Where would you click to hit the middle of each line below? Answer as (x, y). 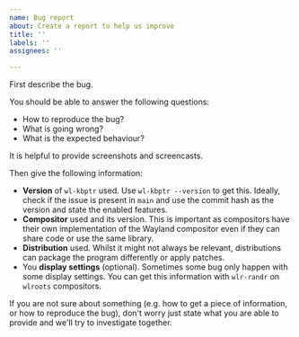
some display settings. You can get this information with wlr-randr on (151, 277)
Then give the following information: (76, 173)
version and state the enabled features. (95, 210)
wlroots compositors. (62, 286)
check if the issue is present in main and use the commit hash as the (148, 200)
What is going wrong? (63, 129)
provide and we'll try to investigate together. (91, 323)
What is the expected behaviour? (84, 138)
